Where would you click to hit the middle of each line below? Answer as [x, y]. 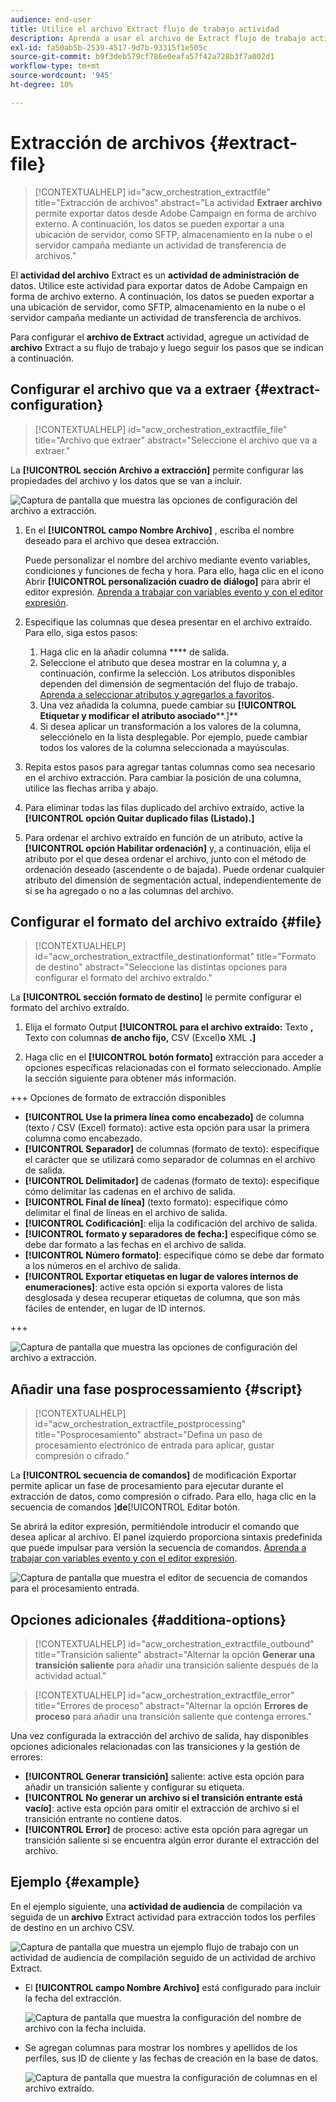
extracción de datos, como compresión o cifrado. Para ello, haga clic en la [163, 1497]
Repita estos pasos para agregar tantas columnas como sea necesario [170, 767]
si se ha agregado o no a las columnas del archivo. [129, 890]
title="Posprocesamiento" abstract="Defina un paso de [148, 1435]
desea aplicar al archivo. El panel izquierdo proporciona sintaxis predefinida [166, 1537]
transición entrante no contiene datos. [103, 1818]
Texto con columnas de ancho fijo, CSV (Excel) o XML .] [140, 1038]
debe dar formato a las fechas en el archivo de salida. [135, 1245]
